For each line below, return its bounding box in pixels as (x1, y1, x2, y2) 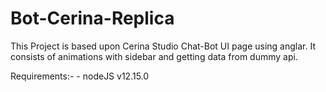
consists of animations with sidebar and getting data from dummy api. (10, 50, 298, 62)
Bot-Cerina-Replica (10, 7, 175, 30)
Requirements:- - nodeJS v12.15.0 (10, 70, 150, 82)
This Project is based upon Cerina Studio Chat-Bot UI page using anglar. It (10, 40, 316, 52)
